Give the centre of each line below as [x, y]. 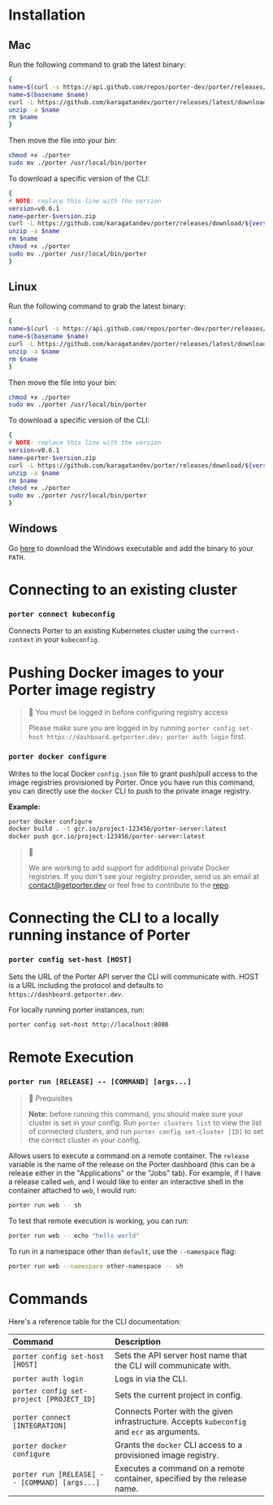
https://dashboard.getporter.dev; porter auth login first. [146, 737]
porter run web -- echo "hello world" [74, 1236]
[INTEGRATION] [40, 1425]
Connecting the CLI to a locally [114, 918]
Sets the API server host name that [181, 1355]
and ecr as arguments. [158, 1432]
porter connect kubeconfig [62, 614]
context [22, 641]
